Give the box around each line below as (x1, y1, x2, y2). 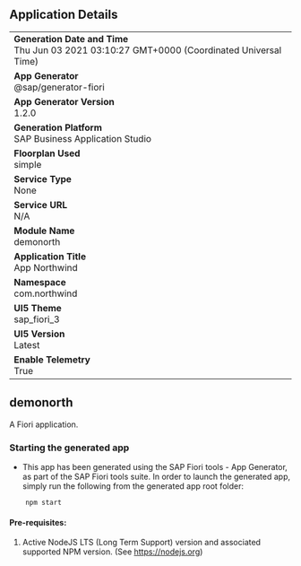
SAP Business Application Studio (13, 132, 152, 144)
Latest (13, 338, 40, 351)
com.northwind (13, 287, 78, 300)
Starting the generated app (9, 441, 130, 454)
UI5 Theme (13, 301, 63, 314)
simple (13, 158, 42, 170)
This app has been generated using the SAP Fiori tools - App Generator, (21, 461, 288, 472)
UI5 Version (13, 327, 65, 340)
